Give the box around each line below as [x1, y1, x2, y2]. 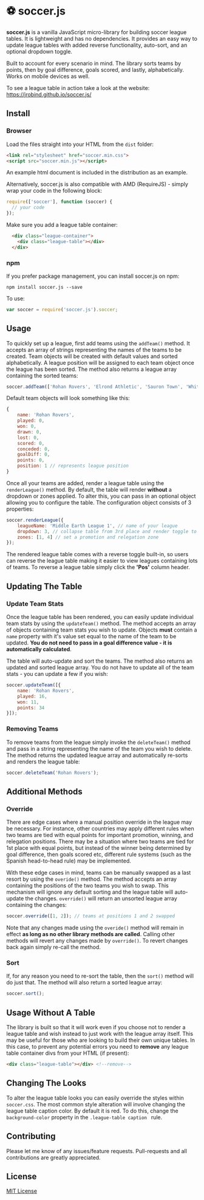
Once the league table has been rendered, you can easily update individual [6, 613, 194, 621]
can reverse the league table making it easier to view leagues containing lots [6, 557, 198, 565]
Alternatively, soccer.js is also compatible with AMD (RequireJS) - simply [6, 181, 188, 188]
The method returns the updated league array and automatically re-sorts [6, 751, 188, 759]
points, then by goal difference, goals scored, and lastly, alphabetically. [6, 66, 184, 73]
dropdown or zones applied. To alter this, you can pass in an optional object [6, 492, 196, 500]
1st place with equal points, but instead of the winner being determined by [6, 844, 192, 852]
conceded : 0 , [17, 446, 50, 452]
